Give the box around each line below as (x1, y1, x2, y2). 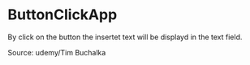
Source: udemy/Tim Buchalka (7, 47, 106, 57)
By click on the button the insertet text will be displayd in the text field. (7, 32, 243, 42)
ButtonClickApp (7, 6, 118, 24)
